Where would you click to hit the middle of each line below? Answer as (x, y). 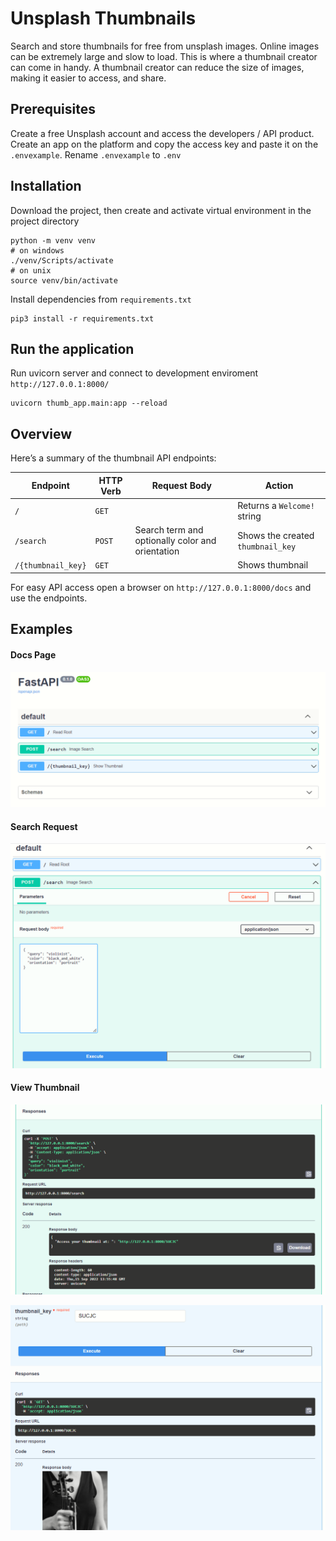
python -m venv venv (53, 240)
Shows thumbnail (273, 565)
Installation (46, 186)
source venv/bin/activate (64, 280)
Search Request (44, 826)
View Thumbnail (45, 1088)
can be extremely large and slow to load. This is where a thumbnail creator (164, 56)
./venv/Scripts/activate (62, 260)
